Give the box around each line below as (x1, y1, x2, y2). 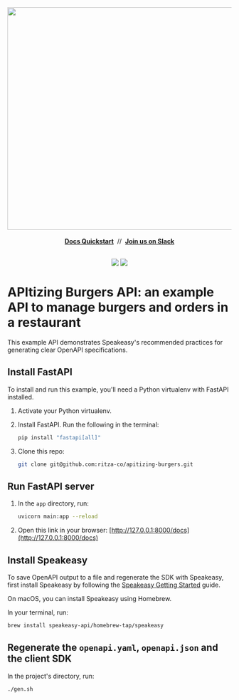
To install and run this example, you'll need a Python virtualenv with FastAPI (7, 385, 229, 394)
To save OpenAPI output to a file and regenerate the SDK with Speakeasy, (7, 573, 224, 581)
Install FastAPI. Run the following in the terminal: (17, 420, 159, 429)
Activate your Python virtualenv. (17, 406, 112, 415)
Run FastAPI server (7, 480, 95, 492)
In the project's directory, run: (7, 672, 95, 680)
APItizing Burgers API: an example (7, 284, 215, 301)
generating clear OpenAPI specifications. (7, 345, 128, 354)
